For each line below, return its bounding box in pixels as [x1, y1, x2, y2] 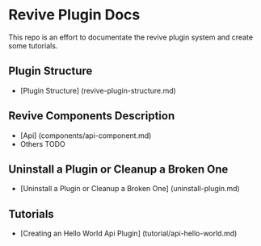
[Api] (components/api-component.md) [19, 131, 152, 140]
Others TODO [19, 139, 66, 148]
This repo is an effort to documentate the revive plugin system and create [8, 32, 253, 42]
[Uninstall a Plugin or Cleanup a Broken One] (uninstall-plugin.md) [19, 184, 240, 194]
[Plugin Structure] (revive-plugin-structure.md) [19, 85, 176, 95]
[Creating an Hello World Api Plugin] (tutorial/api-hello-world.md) [19, 228, 238, 239]
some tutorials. [8, 40, 58, 50]
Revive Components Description [8, 109, 175, 123]
